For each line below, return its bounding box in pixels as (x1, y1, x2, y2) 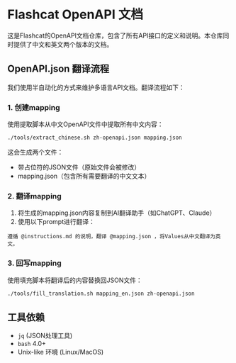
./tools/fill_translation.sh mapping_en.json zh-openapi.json (7, 290, 195, 297)
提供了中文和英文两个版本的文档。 (13, 40, 113, 48)
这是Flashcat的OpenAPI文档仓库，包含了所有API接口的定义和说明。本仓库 (7, 31, 223, 40)
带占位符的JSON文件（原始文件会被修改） (17, 162, 141, 171)
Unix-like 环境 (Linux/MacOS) (17, 348, 104, 357)
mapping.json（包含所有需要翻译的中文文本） (17, 172, 151, 180)
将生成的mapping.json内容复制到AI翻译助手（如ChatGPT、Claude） (17, 208, 216, 217)
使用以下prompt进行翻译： (17, 218, 96, 226)
